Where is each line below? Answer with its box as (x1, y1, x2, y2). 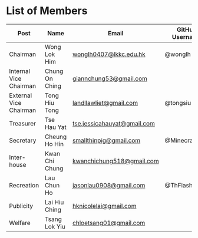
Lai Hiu (44, 198, 64, 206)
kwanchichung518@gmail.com (72, 157, 159, 165)
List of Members (6, 4, 88, 18)
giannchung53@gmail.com (72, 74, 147, 82)
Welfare (9, 219, 31, 227)
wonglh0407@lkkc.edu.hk (72, 50, 146, 58)
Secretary (9, 136, 37, 144)
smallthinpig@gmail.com (72, 136, 141, 144)
